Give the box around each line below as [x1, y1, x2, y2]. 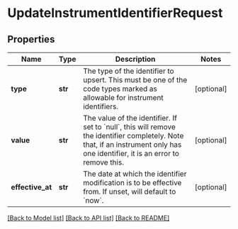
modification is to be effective [82, 178, 182, 187]
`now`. [82, 196, 104, 205]
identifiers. [82, 101, 119, 111]
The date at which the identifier [82, 169, 187, 179]
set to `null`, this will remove [82, 122, 176, 132]
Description [115, 55, 156, 64]
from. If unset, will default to [82, 186, 176, 196]
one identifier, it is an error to [82, 149, 179, 158]
